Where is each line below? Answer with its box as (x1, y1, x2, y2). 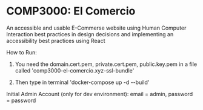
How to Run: (6, 48, 38, 56)
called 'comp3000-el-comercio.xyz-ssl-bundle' (15, 66, 135, 74)
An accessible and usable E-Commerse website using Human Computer (6, 24, 187, 31)
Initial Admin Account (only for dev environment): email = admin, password (6, 90, 193, 97)
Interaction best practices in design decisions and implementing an (6, 30, 174, 37)
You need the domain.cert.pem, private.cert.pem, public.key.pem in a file (15, 60, 198, 68)
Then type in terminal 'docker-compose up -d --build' (15, 79, 150, 86)
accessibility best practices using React (6, 37, 105, 44)
